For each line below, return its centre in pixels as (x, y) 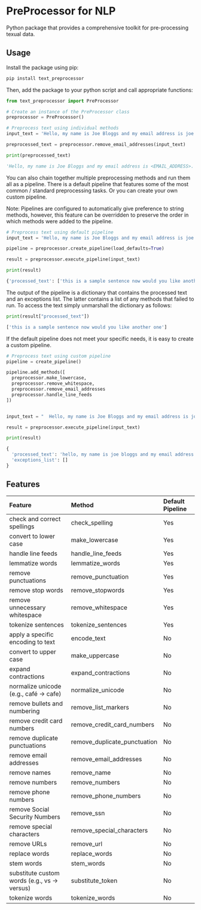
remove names (30, 773)
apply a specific (31, 634)
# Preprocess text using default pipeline (60, 232)
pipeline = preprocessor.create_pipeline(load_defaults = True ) (85, 249)
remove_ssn (88, 813)
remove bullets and (36, 704)
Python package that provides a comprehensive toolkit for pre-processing (97, 28)
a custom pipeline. (29, 345)
